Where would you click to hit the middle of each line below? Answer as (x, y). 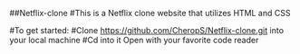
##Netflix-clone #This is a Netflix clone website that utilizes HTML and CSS (150, 13)
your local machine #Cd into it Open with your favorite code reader (134, 40)
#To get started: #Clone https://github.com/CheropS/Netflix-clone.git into (146, 30)
